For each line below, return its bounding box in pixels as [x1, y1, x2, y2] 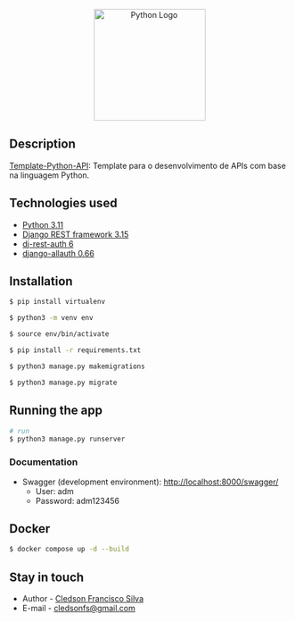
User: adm [35, 485, 74, 496]
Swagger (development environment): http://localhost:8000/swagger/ [21, 476, 279, 487]
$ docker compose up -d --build [9, 545, 129, 554]
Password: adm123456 [35, 495, 120, 506]
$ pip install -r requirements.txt [9, 346, 142, 355]
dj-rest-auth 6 [21, 238, 74, 249]
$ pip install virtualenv [9, 298, 105, 307]
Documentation [9, 456, 78, 468]
